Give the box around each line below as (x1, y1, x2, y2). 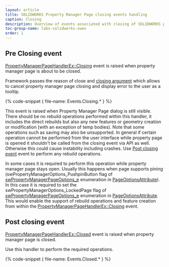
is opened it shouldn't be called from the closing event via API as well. (5, 140, 150, 146)
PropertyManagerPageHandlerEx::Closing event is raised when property (5, 62, 155, 68)
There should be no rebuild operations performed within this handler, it (5, 113, 152, 119)
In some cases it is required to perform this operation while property (5, 160, 147, 166)
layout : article (5, 7, 39, 13)
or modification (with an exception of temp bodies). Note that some (5, 124, 145, 130)
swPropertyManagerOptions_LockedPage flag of (5, 187, 107, 193)
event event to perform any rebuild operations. (5, 150, 102, 156)
